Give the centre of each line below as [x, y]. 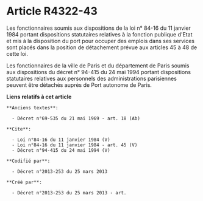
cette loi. [17, 53]
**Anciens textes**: [33, 107]
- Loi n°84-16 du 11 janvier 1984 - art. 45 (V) [75, 145]
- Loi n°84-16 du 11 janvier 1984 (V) [61, 140]
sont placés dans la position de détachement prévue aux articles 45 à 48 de [102, 47]
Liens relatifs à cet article [39, 97]
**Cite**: [19, 129]
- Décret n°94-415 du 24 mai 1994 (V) [61, 150]
